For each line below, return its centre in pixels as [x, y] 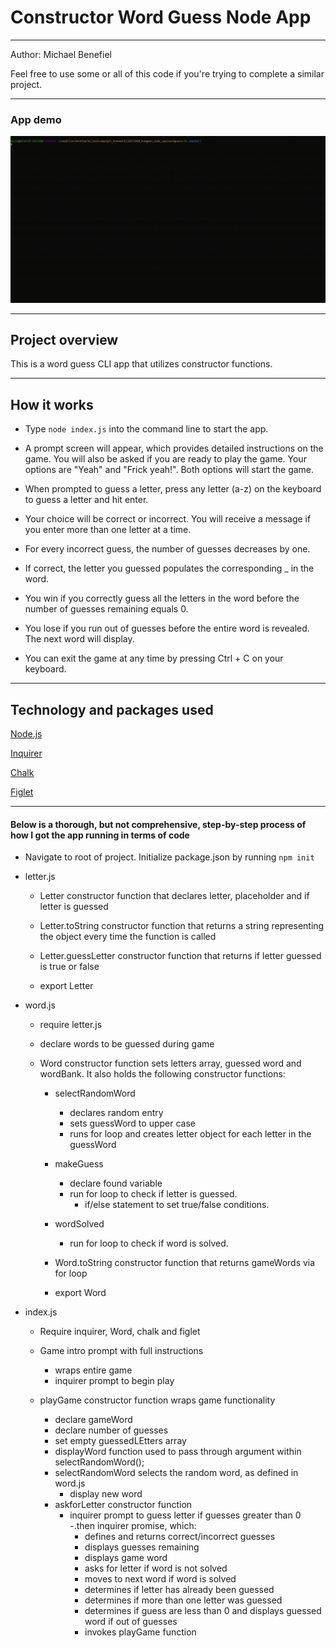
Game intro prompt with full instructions [121, 1351]
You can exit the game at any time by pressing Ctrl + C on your [154, 658]
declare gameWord [93, 1420]
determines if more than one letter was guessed [183, 1600]
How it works [52, 404]
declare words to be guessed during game [127, 1044]
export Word [80, 1293]
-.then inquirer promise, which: [133, 1526]
